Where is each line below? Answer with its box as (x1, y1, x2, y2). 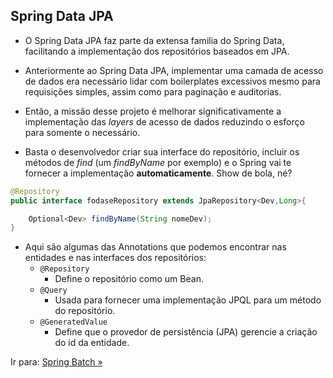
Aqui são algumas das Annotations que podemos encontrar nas (24, 241, 287, 253)
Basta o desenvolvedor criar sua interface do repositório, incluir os (24, 145, 300, 158)
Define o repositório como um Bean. (54, 273, 204, 285)
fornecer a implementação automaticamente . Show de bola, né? (24, 167, 293, 179)
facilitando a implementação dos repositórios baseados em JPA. (24, 45, 290, 57)
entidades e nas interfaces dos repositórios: (24, 252, 207, 264)
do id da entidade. (54, 337, 130, 349)
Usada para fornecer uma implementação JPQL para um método (54, 294, 322, 306)
